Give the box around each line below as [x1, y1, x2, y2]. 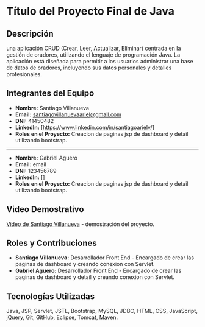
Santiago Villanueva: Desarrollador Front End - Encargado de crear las [15, 254, 194, 261]
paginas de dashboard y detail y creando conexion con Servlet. [15, 273, 175, 281]
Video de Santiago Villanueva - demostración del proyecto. [6, 220, 154, 228]
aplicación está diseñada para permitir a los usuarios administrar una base [6, 58, 193, 65]
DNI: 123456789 [15, 167, 57, 174]
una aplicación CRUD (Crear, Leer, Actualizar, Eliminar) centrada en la [6, 44, 181, 52]
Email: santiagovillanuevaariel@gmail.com [15, 111, 122, 118]
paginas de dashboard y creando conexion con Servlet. [15, 261, 155, 268]
